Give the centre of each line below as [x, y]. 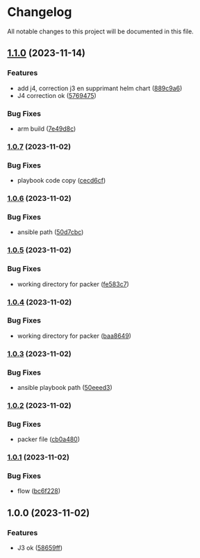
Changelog [40, 12]
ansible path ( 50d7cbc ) [50, 232]
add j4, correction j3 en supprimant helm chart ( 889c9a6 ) [100, 88]
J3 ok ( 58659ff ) [40, 548]
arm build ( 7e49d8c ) [47, 129]
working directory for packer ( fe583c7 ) [73, 284]
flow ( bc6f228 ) [39, 491]
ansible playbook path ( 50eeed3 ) [65, 388]
